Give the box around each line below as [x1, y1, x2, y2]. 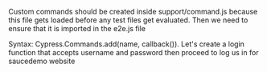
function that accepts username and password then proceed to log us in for [8, 48, 259, 57]
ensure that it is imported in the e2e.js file [8, 24, 146, 33]
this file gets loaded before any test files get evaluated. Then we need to [8, 15, 249, 25]
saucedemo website [8, 56, 76, 66]
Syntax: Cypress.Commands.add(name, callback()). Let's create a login [8, 39, 245, 49]
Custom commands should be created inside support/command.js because [8, 7, 258, 16]
